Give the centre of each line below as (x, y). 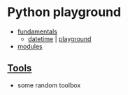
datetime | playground (59, 38)
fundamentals (37, 31)
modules (30, 46)
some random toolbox (49, 85)
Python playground (64, 12)
